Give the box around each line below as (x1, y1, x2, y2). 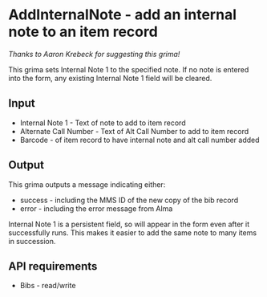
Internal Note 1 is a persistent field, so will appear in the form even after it (8, 219, 250, 229)
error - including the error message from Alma (19, 203, 173, 214)
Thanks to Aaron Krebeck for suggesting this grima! (8, 49, 180, 59)
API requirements (8, 259, 98, 273)
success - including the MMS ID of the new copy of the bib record (19, 195, 239, 205)
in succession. (8, 236, 56, 246)
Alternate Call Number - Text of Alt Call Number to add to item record (19, 126, 249, 136)
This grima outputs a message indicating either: (8, 179, 166, 189)
